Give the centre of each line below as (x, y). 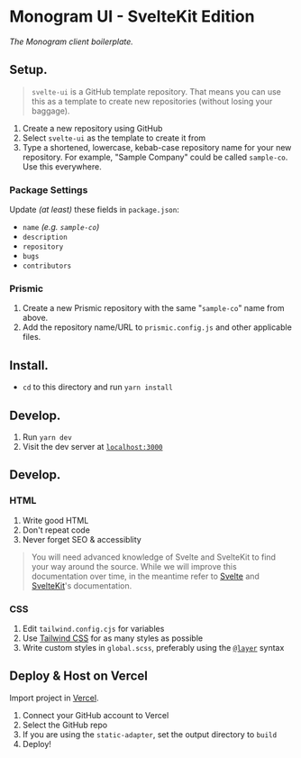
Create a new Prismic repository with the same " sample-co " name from (153, 308)
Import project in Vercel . (54, 698)
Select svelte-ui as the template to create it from (114, 138)
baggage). (50, 111)
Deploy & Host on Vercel (79, 676)
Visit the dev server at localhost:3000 (92, 446)
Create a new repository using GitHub (92, 128)
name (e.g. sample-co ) (61, 227)
